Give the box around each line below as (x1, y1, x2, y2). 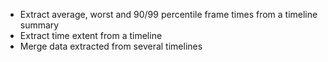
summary (19, 19, 60, 31)
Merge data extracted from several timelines (19, 40, 203, 52)
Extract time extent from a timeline (19, 30, 163, 41)
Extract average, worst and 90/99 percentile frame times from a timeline (19, 9, 318, 20)
